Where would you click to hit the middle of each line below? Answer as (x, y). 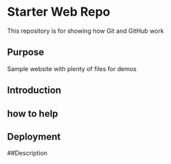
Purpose (26, 52)
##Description (27, 153)
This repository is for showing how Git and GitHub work (85, 31)
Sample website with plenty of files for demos (72, 68)
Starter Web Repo (59, 12)
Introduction (34, 91)
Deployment (34, 136)
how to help (33, 113)
